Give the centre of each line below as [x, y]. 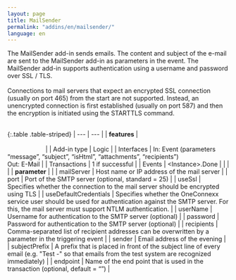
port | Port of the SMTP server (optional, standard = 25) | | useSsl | [104, 179]
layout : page [26, 14]
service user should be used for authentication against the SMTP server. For [118, 202]
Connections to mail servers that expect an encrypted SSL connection [109, 91]
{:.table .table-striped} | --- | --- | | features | [73, 134]
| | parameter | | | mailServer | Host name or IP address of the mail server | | [117, 172]
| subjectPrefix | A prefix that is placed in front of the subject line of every [114, 246]
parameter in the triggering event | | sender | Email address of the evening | [117, 239]
